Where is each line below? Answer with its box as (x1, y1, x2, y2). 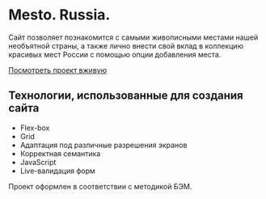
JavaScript (19, 157, 57, 167)
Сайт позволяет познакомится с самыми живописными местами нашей (8, 32, 259, 42)
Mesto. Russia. (8, 6, 111, 24)
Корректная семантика (19, 148, 101, 159)
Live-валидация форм (19, 166, 95, 176)
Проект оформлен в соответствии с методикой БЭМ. (8, 181, 192, 191)
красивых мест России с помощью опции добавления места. (8, 49, 222, 59)
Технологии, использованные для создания (8, 89, 244, 103)
